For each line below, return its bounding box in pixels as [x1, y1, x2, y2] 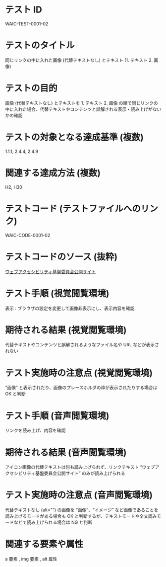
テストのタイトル [5, 40, 75, 51]
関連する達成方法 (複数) [5, 167, 101, 178]
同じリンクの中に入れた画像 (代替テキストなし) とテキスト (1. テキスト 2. [5, 57, 153, 63]
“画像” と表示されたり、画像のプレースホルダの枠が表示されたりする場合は [5, 385, 158, 391]
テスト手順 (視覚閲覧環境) [5, 288, 110, 299]
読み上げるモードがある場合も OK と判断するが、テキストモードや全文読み [5, 513, 157, 519]
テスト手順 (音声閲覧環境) [5, 410, 110, 421]
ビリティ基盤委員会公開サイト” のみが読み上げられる [18, 470, 125, 477]
